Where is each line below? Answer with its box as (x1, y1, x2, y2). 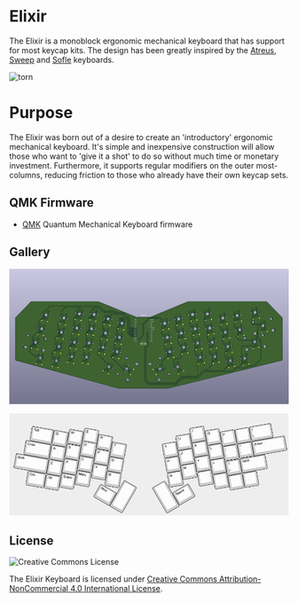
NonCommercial (9, 583, 69, 594)
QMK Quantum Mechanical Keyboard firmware (21, 219, 193, 230)
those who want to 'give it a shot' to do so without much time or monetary (9, 151, 279, 161)
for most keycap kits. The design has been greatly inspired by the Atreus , (9, 44, 277, 55)
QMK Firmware (9, 195, 95, 210)
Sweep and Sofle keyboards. (9, 54, 114, 65)
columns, (9, 169, 43, 180)
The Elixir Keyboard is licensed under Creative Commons (9, 574, 217, 584)
